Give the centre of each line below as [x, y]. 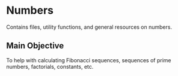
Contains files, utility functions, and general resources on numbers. [89, 27]
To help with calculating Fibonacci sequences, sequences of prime [89, 60]
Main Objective [35, 46]
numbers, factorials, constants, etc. [50, 66]
